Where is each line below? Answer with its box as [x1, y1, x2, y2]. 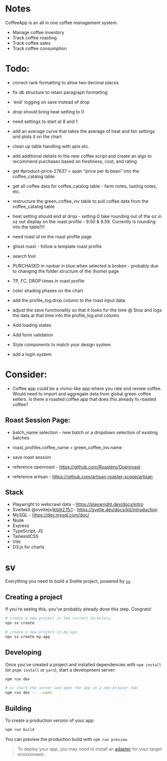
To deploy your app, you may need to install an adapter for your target [17, 746, 162, 752]
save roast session [12, 454, 51, 460]
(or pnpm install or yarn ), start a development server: [5, 667, 116, 673]
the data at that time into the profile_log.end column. [12, 312, 120, 318]
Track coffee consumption [12, 45, 67, 51]
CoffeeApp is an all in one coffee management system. [5, 20, 118, 26]
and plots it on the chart [12, 134, 62, 140]
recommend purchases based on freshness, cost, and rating [12, 158, 137, 164]
